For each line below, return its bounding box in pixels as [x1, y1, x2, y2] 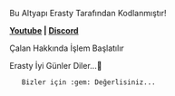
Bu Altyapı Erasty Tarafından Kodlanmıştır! [9, 8, 167, 18]
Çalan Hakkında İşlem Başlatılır [9, 43, 124, 53]
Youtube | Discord [9, 25, 79, 35]
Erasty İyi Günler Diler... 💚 [9, 61, 102, 71]
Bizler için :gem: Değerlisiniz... [21, 78, 156, 87]
